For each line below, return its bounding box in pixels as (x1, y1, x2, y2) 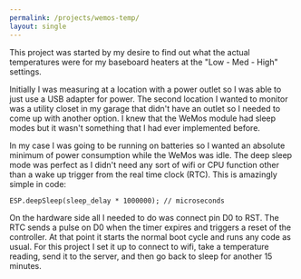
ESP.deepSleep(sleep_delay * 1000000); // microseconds (9, 196, 225, 205)
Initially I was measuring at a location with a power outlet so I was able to (9, 84, 282, 95)
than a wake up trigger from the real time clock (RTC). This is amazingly (9, 169, 278, 180)
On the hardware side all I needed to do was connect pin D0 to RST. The (9, 212, 279, 223)
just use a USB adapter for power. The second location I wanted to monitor (9, 93, 288, 105)
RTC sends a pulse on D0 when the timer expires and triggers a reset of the (9, 222, 292, 233)
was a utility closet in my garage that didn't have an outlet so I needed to (9, 103, 281, 114)
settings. (9, 65, 43, 77)
